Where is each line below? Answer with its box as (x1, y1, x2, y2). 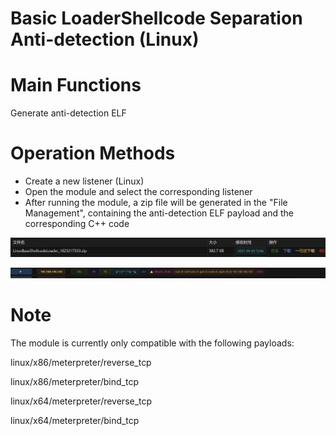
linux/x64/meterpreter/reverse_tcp (10, 395, 153, 407)
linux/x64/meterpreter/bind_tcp (10, 414, 140, 426)
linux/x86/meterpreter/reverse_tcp (10, 356, 152, 368)
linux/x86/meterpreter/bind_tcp (10, 375, 139, 387)
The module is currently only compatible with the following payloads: (10, 337, 295, 349)
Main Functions (10, 74, 142, 97)
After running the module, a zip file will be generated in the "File (24, 197, 288, 209)
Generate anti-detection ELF (10, 107, 127, 119)
